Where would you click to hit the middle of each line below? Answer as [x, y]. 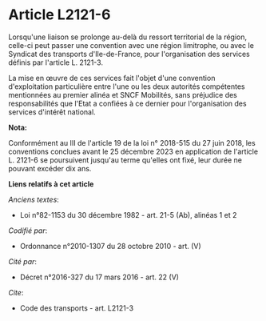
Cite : [16, 292]
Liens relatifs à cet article [51, 184]
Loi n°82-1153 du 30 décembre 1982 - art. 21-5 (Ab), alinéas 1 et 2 [128, 215]
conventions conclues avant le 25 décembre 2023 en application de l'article [133, 151]
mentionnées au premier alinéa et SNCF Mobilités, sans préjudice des [123, 94]
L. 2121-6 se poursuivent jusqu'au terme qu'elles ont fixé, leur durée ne [125, 160]
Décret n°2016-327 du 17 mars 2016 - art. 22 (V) [99, 277]
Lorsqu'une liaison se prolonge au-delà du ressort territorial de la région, [128, 37]
